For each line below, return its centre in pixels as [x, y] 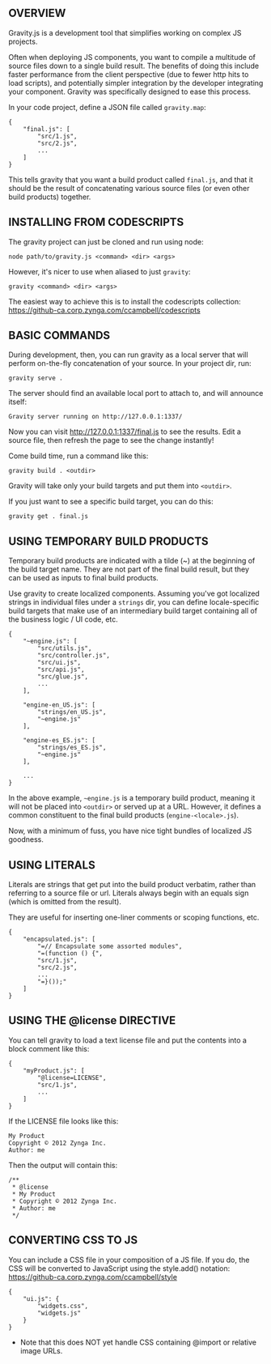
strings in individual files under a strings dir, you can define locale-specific [134, 602]
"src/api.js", [61, 670]
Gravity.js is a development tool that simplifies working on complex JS [125, 32]
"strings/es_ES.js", [72, 748]
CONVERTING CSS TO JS [73, 1241]
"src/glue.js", [63, 677]
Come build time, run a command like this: [78, 456]
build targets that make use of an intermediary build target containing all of [133, 611]
